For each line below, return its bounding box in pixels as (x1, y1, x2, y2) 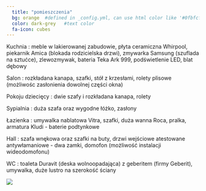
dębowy (6, 63, 27, 70)
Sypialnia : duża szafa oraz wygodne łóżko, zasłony (6, 105, 137, 112)
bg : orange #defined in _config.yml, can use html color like (12, 15, 177, 21)
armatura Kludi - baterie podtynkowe (6, 123, 100, 131)
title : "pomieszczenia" (12, 9, 72, 15)
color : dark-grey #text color (12, 20, 95, 26)
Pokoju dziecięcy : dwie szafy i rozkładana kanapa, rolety (6, 93, 151, 100)
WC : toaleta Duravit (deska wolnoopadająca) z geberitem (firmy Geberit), (6, 160, 193, 168)
